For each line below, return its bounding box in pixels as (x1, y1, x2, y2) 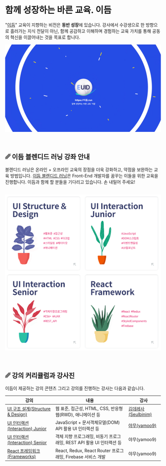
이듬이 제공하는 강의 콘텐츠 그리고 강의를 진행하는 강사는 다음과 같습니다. (5, 385, 145, 392)
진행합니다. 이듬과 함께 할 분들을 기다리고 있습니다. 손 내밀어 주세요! (5, 179, 136, 185)
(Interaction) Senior (7, 439, 47, 445)
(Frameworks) (7, 454, 36, 460)
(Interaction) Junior (7, 425, 47, 431)
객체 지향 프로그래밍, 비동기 (55, 433, 108, 439)
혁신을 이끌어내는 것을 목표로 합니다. (10, 34, 81, 40)
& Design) (7, 411, 28, 417)
